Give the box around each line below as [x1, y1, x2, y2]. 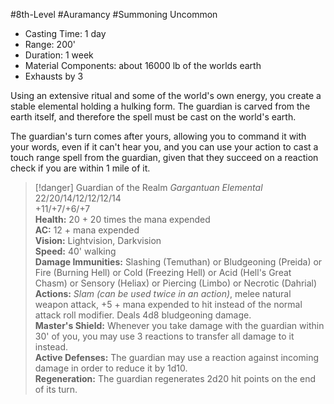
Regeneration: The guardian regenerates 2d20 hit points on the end [34, 373, 317, 384]
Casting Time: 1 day [24, 28, 107, 39]
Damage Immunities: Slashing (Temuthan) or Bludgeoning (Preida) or [34, 256, 323, 268]
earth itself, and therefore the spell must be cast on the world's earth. [10, 111, 297, 123]
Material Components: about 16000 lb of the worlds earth [24, 60, 262, 71]
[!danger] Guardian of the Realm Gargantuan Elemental [34, 182, 263, 193]
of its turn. [34, 384, 78, 395]
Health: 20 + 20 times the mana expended [34, 214, 211, 225]
